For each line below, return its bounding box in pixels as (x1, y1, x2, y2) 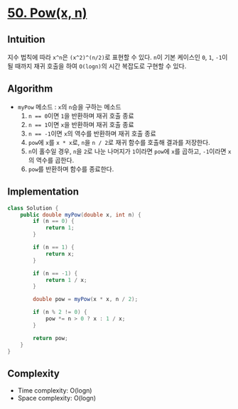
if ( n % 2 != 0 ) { (33, 309, 87, 316)
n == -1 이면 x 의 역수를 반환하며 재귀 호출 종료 (28, 129, 156, 138)
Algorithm (7, 83, 53, 95)
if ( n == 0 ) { (33, 218, 75, 225)
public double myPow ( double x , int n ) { (20, 211, 141, 218)
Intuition (7, 33, 45, 45)
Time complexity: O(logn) (17, 386, 92, 395)
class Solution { (7, 204, 59, 212)
